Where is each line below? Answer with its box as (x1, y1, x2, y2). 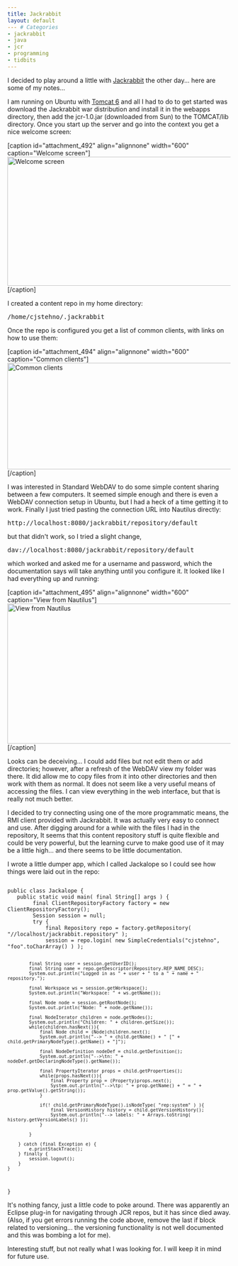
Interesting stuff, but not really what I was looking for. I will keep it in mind (7, 1244, 222, 1253)
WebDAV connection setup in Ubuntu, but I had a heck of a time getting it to (7, 497, 229, 506)
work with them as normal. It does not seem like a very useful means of (7, 779, 216, 788)
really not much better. (7, 794, 74, 803)
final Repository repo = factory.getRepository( (45, 924, 192, 931)
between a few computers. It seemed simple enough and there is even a (7, 490, 218, 499)
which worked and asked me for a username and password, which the (7, 559, 212, 567)
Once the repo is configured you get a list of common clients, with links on (7, 326, 225, 334)
